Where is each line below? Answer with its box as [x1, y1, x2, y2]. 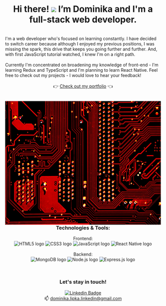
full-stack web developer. [29, 14, 137, 25]
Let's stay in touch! [59, 278, 107, 285]
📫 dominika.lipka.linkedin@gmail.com [44, 295, 122, 301]
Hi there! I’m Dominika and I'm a [13, 3, 153, 15]
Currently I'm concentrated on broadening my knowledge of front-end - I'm [5, 62, 159, 68]
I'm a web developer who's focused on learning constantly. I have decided [5, 36, 157, 42]
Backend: [73, 251, 93, 258]
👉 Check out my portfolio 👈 [53, 83, 113, 89]
